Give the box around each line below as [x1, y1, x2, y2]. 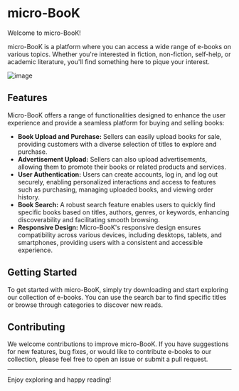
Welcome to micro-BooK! [7, 28, 82, 37]
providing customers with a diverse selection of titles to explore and [17, 140, 217, 148]
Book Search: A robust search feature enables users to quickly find [17, 200, 216, 209]
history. [17, 192, 41, 201]
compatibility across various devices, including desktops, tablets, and [17, 230, 222, 239]
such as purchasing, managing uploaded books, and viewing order [17, 185, 213, 194]
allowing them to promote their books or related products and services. [17, 162, 226, 171]
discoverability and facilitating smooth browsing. [17, 215, 160, 224]
